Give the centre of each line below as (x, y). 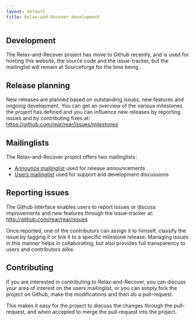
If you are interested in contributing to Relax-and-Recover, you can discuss (96, 282)
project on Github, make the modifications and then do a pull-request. (90, 294)
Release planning (38, 85)
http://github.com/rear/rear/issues (47, 219)
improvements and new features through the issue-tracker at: (80, 213)
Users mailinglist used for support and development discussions (91, 174)
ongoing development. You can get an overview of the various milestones (94, 106)
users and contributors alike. (40, 249)
